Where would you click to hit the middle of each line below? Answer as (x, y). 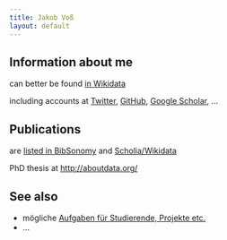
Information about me (71, 62)
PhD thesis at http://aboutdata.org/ (74, 168)
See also (34, 197)
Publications (45, 129)
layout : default (39, 26)
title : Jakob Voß (42, 17)
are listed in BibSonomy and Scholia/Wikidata (93, 151)
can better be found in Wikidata (68, 84)
